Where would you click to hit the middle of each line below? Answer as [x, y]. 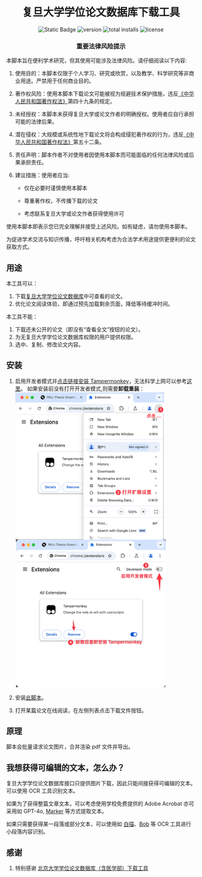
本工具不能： [22, 317]
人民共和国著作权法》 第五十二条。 [63, 142]
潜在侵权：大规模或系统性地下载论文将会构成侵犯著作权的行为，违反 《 [102, 135]
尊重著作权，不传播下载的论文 [61, 201]
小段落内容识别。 [27, 832]
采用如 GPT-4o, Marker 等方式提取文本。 [57, 811]
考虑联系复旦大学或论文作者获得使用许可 [74, 214]
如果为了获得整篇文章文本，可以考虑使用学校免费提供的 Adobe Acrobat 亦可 [100, 804]
